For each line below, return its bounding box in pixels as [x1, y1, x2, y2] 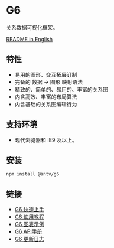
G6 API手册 [14, 228, 43, 235]
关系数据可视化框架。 [6, 24, 58, 31]
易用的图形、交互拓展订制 [14, 71, 77, 78]
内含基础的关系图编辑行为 [14, 100, 77, 107]
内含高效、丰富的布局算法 [14, 93, 77, 100]
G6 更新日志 [14, 236, 44, 243]
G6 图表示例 [14, 221, 44, 228]
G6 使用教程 [14, 213, 44, 220]
